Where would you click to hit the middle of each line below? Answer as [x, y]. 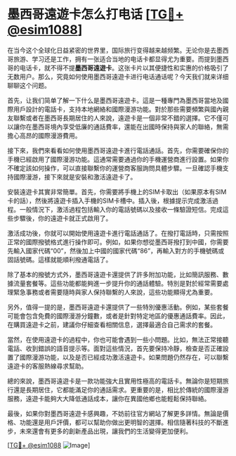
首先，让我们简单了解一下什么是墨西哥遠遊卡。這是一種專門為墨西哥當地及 [115, 100]
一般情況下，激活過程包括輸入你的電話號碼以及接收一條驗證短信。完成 [121, 209]
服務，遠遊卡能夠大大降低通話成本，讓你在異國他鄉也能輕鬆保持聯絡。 [109, 398]
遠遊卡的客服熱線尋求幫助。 [47, 366]
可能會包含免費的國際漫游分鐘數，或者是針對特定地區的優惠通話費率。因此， [118, 316]
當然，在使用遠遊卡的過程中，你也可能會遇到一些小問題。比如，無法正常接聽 [118, 339]
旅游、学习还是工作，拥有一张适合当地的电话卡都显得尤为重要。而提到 [114, 59]
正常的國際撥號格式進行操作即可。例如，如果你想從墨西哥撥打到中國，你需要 [118, 242]
